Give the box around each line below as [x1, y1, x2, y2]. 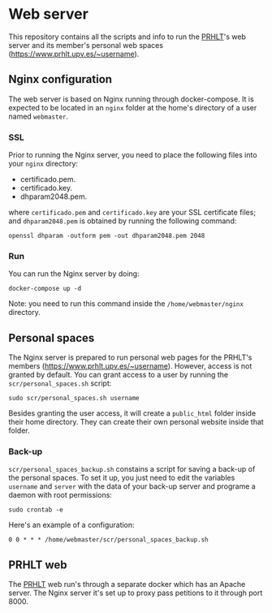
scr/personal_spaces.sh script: [8, 378, 112, 388]
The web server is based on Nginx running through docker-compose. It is [8, 94, 254, 104]
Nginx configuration [8, 72, 112, 86]
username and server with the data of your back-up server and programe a [8, 481, 256, 491]
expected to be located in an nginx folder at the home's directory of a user [8, 102, 257, 112]
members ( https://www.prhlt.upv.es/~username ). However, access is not [8, 361, 253, 371]
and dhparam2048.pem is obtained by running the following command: [8, 216, 237, 226]
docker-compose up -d [8, 285, 82, 293]
